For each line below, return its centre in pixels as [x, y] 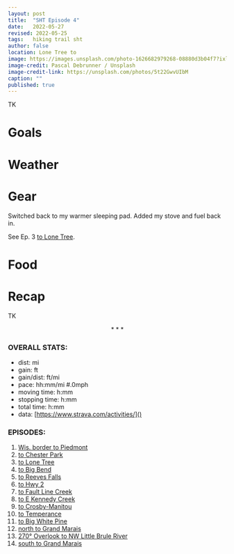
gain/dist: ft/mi [39, 377]
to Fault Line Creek [45, 492]
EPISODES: [27, 432]
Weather [33, 165]
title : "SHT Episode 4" [44, 20]
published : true [31, 85]
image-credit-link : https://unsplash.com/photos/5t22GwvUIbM [98, 72]
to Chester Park [40, 455]
